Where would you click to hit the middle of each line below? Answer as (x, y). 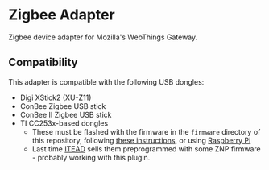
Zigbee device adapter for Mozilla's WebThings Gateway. (103, 37)
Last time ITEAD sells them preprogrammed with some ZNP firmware (146, 149)
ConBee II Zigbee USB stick (66, 114)
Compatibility (43, 62)
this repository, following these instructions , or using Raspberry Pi (141, 140)
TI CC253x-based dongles (64, 123)
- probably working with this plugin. (91, 157)
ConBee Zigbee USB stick (63, 106)
